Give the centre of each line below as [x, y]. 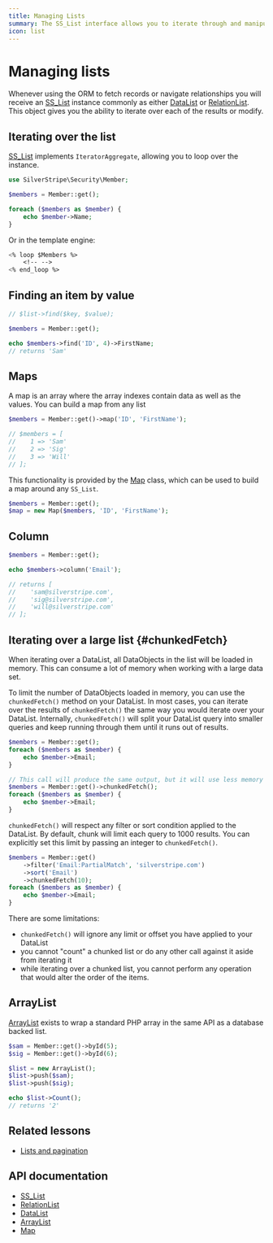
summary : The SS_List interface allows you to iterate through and [125, 24]
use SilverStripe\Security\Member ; [69, 180]
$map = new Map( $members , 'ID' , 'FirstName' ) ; [89, 511]
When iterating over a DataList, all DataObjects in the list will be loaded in [131, 659]
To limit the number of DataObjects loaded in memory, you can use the [127, 693]
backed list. [28, 1031]
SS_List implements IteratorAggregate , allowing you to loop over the [123, 156]
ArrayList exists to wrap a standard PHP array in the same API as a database [136, 1023]
